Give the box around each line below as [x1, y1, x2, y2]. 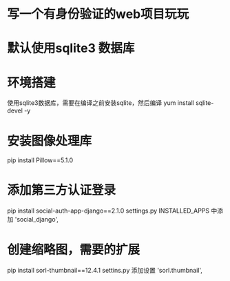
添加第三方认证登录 [7, 182, 116, 198]
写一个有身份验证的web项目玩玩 [7, 6, 189, 22]
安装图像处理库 [7, 133, 92, 148]
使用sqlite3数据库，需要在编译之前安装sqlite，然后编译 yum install [7, 99, 194, 107]
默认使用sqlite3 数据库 [7, 41, 135, 56]
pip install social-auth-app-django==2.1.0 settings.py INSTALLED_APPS [7, 206, 210, 215]
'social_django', [14, 215, 59, 224]
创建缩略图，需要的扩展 [7, 242, 140, 258]
